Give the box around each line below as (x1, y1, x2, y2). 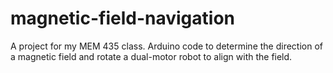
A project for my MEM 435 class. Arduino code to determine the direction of (10, 40, 323, 52)
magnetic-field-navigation (10, 7, 235, 30)
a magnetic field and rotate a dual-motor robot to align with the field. (10, 50, 293, 62)
